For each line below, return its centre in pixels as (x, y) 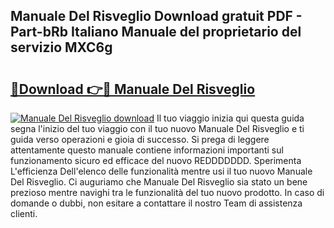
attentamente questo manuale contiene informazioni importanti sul (147, 150)
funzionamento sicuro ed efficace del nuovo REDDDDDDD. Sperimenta (156, 160)
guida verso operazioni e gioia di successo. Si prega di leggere (140, 139)
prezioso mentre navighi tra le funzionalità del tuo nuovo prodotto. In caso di (167, 192)
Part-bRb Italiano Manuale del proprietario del (156, 32)
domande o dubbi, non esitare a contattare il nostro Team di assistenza (156, 203)
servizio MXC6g (61, 47)
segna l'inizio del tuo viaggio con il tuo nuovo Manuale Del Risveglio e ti (157, 128)
